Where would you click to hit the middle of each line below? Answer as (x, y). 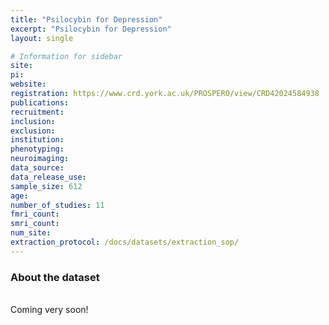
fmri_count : (35, 214)
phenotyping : (37, 149)
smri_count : (35, 224)
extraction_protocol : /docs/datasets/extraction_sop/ (125, 242)
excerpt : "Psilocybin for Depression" (91, 29)
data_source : (37, 168)
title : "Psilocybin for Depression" (86, 19)
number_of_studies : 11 (57, 205)
